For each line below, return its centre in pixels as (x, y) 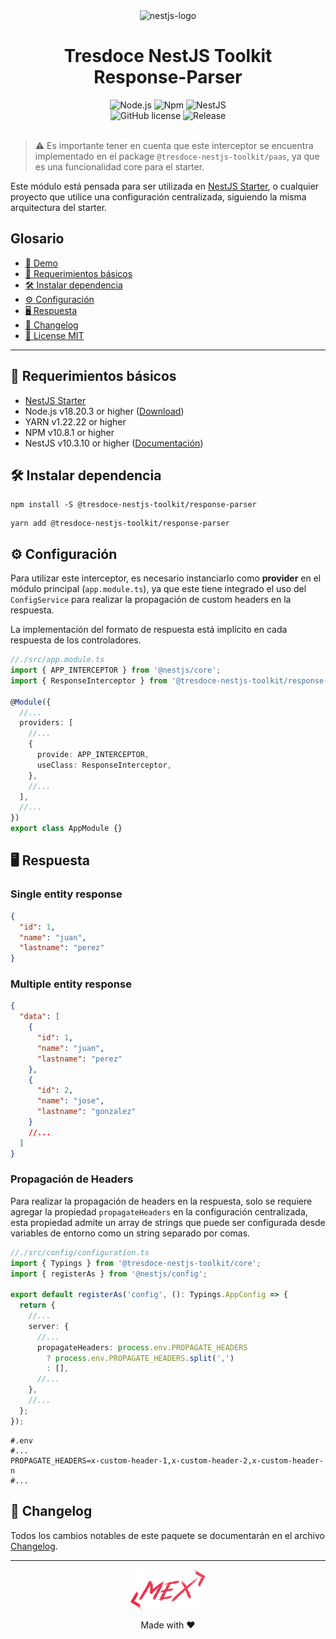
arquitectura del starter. (59, 207)
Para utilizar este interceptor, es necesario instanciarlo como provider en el (166, 578)
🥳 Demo (41, 263)
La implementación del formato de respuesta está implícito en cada (149, 630)
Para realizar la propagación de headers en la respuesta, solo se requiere (161, 1201)
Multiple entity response (71, 984)
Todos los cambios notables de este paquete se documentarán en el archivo (167, 1535)
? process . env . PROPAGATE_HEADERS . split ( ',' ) (140, 1358)
